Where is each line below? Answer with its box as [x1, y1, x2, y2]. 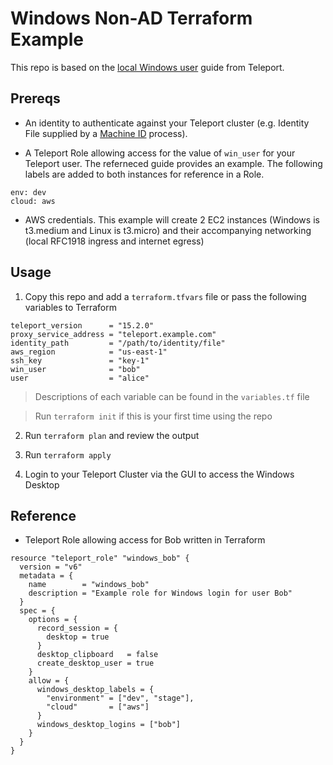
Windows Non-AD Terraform [10, 7, 253, 30]
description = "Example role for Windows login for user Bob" [28, 588, 293, 599]
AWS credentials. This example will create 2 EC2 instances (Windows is [24, 213, 320, 226]
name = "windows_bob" [28, 580, 150, 590]
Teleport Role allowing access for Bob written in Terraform [24, 534, 266, 546]
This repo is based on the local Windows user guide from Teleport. [10, 61, 285, 73]
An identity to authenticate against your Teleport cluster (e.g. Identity [24, 117, 310, 129]
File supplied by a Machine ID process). [24, 127, 188, 139]
